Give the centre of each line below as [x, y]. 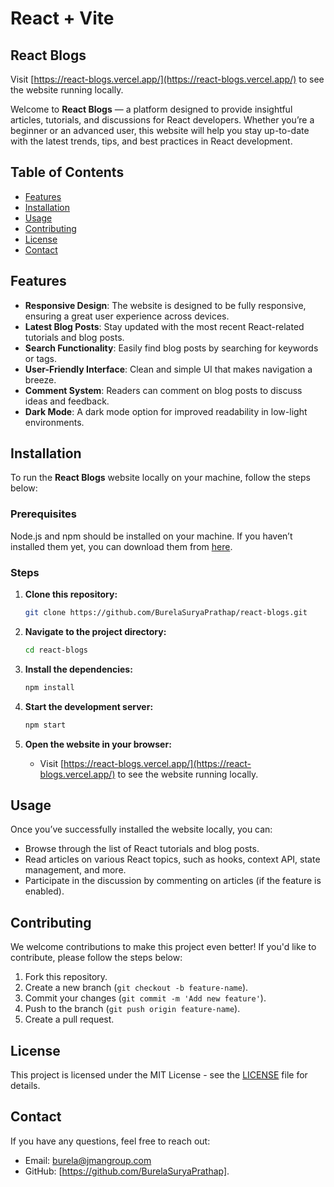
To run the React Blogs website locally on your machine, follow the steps [160, 478]
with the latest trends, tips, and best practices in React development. [151, 141]
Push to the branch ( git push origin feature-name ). [132, 1009]
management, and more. [75, 870]
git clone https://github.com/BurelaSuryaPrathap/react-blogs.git [166, 613]
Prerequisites [43, 514]
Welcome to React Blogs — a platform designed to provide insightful [151, 109]
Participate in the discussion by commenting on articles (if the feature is [173, 881]
